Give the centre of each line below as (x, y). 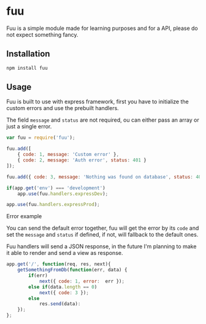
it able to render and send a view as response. (65, 253)
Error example (24, 216)
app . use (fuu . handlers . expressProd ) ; (53, 205)
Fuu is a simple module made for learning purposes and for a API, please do (102, 28)
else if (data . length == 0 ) (63, 287)
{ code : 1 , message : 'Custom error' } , (68, 155)
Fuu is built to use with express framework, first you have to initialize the (97, 101)
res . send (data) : (60, 304)
